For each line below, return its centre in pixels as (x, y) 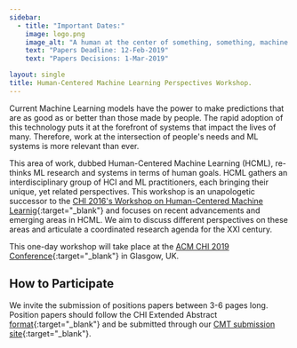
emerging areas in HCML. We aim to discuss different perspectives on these (149, 219)
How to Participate (61, 284)
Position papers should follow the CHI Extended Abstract (113, 314)
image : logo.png (56, 34)
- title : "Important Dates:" (71, 26)
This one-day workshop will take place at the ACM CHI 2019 (119, 246)
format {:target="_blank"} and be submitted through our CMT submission (142, 324)
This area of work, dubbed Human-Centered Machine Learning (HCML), (141, 163)
